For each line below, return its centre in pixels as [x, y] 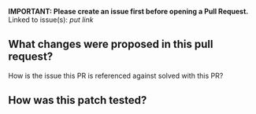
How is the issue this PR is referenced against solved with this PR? [116, 75]
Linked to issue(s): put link [51, 20]
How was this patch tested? [78, 100]
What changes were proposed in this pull [111, 44]
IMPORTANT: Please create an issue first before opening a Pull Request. [128, 11]
